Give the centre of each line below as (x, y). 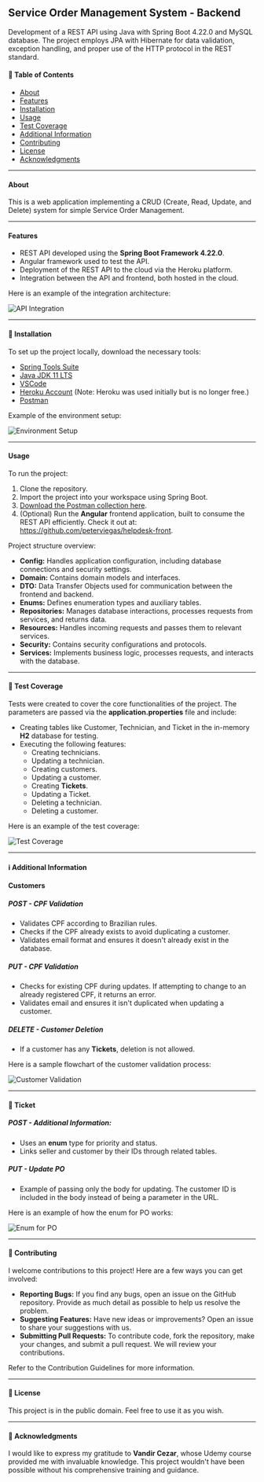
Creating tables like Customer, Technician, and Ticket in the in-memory (134, 728)
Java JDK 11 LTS (46, 375)
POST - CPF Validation (46, 904)
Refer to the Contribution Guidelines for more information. (101, 1367)
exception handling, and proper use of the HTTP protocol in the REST (120, 48)
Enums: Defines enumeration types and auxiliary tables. (110, 602)
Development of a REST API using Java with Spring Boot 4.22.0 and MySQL (130, 31)
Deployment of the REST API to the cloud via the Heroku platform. (126, 270)
